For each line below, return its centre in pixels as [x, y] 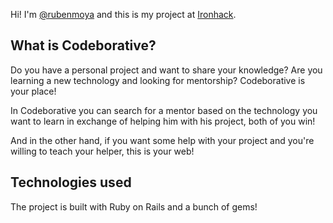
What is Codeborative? [83, 45]
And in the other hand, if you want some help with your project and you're [162, 140]
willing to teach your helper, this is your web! [102, 151]
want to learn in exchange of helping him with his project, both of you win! [163, 121]
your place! [33, 91]
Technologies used [71, 182]
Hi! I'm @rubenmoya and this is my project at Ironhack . [123, 14]
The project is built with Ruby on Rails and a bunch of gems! [134, 206]
